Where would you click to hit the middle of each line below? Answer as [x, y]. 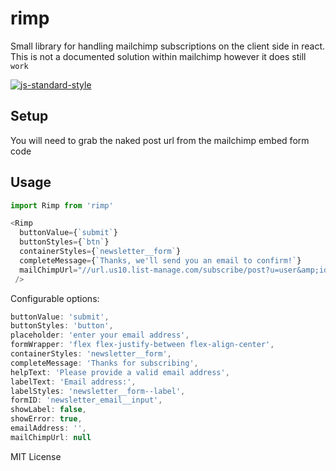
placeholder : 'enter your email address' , [100, 335]
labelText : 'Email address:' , [73, 382]
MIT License [36, 456]
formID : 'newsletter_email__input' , [86, 400]
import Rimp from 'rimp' [62, 205]
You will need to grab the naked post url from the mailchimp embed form [160, 140]
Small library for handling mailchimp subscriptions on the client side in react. [168, 46]
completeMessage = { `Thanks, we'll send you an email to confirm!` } [160, 260]
